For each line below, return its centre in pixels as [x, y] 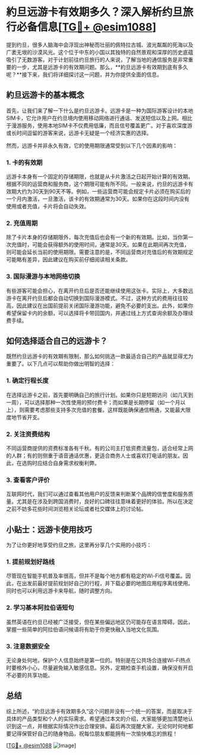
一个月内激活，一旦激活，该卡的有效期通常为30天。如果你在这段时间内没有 [98, 199]
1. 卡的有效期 [24, 163]
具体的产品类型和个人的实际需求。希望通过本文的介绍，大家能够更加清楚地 [97, 719]
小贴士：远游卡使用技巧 [49, 530]
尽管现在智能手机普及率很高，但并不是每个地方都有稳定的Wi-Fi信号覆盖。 [96, 576]
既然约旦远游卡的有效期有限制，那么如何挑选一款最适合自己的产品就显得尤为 [100, 356]
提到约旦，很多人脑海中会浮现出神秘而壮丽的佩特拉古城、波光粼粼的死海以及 [100, 45]
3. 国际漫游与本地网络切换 [43, 276]
